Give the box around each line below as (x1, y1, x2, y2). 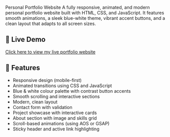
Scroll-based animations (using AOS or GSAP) (12, 120, 110, 126)
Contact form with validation (12, 104, 72, 110)
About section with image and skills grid (12, 115, 97, 121)
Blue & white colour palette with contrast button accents (12, 88, 131, 94)
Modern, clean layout (12, 99, 58, 105)
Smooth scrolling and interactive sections (12, 93, 100, 99)
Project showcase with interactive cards (12, 109, 97, 116)
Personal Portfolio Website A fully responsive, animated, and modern (5, 5, 150, 10)
